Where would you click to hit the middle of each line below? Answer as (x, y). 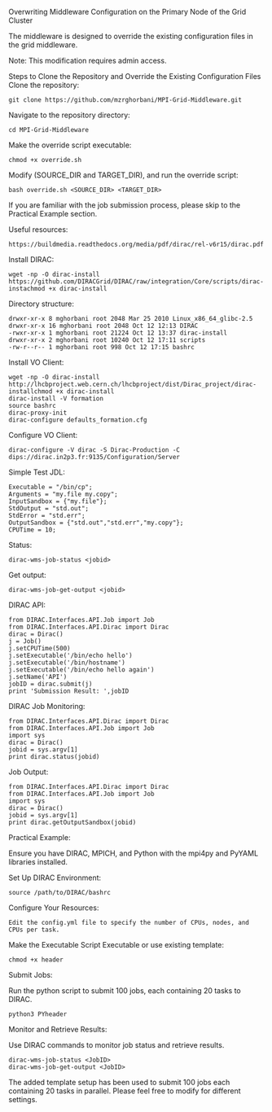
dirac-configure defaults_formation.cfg (78, 420)
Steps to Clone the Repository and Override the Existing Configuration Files (135, 76)
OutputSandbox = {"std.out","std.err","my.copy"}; (96, 523)
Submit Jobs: (31, 975)
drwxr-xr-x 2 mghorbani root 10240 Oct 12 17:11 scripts (107, 340)
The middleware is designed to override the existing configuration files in (131, 36)
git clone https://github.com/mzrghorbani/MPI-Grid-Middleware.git (125, 100)
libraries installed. (38, 862)
